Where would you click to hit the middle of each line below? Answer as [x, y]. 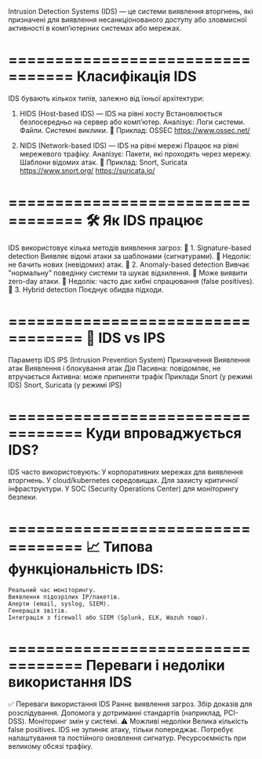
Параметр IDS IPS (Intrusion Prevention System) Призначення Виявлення [129, 359]
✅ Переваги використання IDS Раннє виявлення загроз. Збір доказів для [130, 704]
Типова [128, 547]
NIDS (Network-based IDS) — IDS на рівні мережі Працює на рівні [129, 146]
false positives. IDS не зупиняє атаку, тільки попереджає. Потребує [121, 729]
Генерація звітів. [38, 610]
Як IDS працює [153, 221]
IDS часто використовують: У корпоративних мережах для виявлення [126, 472]
